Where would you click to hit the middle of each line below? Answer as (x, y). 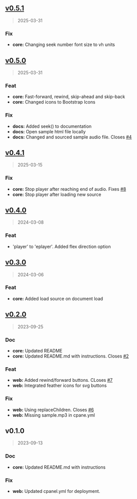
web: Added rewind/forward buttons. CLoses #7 (62, 380)
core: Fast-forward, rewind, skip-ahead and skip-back (69, 97)
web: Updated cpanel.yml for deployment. (56, 491)
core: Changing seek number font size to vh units (64, 44)
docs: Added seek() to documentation (52, 126)
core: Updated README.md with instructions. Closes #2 (71, 356)
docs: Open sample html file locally (49, 131)
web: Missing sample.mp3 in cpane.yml (54, 415)
